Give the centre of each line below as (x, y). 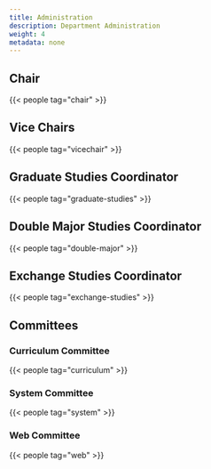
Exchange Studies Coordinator (96, 275)
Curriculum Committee (60, 351)
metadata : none (37, 42)
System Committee (51, 392)
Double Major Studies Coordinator (105, 226)
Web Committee (45, 435)
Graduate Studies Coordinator (94, 178)
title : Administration (51, 17)
